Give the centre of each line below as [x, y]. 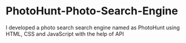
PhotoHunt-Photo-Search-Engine [92, 11]
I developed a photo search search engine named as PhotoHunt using [93, 27]
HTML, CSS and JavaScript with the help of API [65, 33]
